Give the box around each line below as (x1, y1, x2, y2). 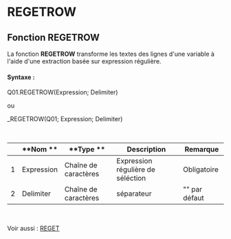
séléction (116, 174, 146, 183)
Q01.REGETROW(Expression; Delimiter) (7, 88, 118, 96)
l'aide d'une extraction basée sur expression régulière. (7, 57, 162, 65)
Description (126, 145, 166, 154)
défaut (183, 194, 204, 203)
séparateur (116, 189, 152, 198)
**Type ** (68, 145, 105, 154)
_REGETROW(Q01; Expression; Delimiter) (7, 115, 123, 123)
